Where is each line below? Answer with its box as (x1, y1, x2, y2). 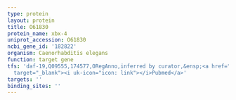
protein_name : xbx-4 (7, 30, 68, 37)
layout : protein (7, 17, 55, 24)
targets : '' (7, 75, 42, 83)
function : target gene (7, 56, 74, 63)
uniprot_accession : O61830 (7, 37, 86, 44)
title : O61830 (7, 23, 49, 30)
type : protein (7, 10, 49, 18)
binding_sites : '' (7, 82, 61, 89)
